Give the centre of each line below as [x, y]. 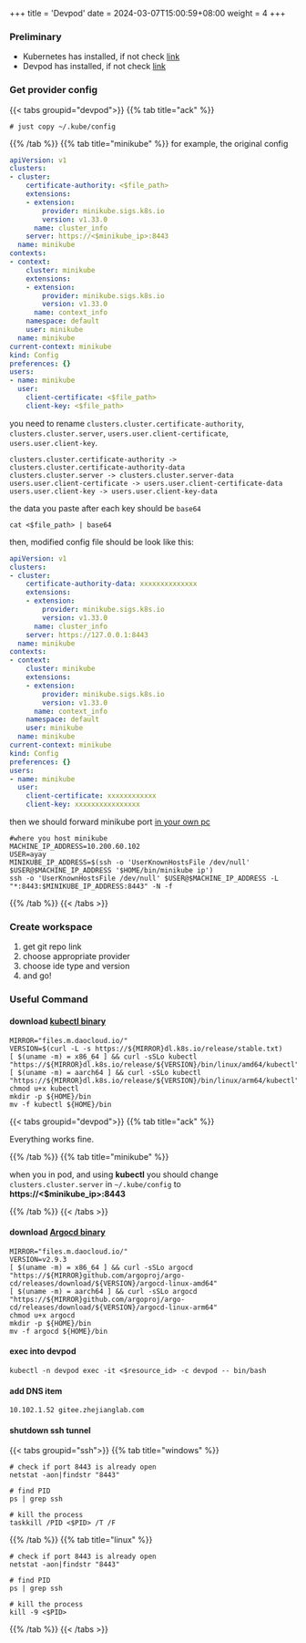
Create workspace [51, 927]
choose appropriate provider [76, 956]
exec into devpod [43, 1351]
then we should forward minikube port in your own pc [110, 822]
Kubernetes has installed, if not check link [101, 57]
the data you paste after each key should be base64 [106, 508]
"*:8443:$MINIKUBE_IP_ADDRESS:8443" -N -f [91, 887]
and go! [37, 976]
